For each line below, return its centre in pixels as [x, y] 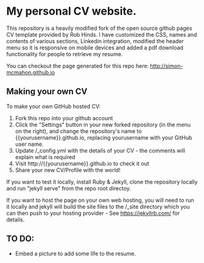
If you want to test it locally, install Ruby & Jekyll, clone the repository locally [102, 182]
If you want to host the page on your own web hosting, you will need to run [100, 200]
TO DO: [20, 239]
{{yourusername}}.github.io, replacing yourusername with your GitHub [104, 137]
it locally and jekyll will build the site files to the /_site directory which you [98, 206]
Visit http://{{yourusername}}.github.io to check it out [82, 164]
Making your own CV [47, 92]
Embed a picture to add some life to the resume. [76, 253]
